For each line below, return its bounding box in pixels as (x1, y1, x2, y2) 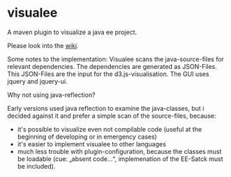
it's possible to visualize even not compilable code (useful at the (17, 125, 202, 133)
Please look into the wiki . (7, 41, 79, 49)
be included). (17, 162, 56, 170)
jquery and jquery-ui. (7, 77, 68, 85)
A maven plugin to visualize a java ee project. (7, 28, 137, 36)
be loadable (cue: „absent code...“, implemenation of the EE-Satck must (17, 155, 223, 163)
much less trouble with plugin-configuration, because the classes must (17, 147, 222, 155)
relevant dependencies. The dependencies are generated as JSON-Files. (7, 62, 218, 70)
